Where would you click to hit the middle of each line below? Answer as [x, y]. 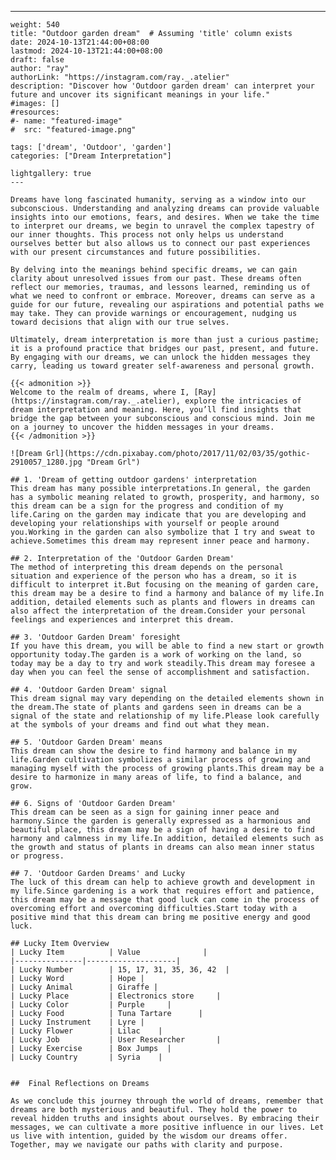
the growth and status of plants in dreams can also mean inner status [162, 847]
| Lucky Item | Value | [109, 952]
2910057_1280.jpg [46, 462]
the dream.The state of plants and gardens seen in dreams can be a [156, 707]
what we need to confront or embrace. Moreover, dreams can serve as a [162, 296]
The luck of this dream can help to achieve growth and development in [162, 882]
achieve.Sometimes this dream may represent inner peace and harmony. [160, 541]
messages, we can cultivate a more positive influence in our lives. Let [167, 1127]
